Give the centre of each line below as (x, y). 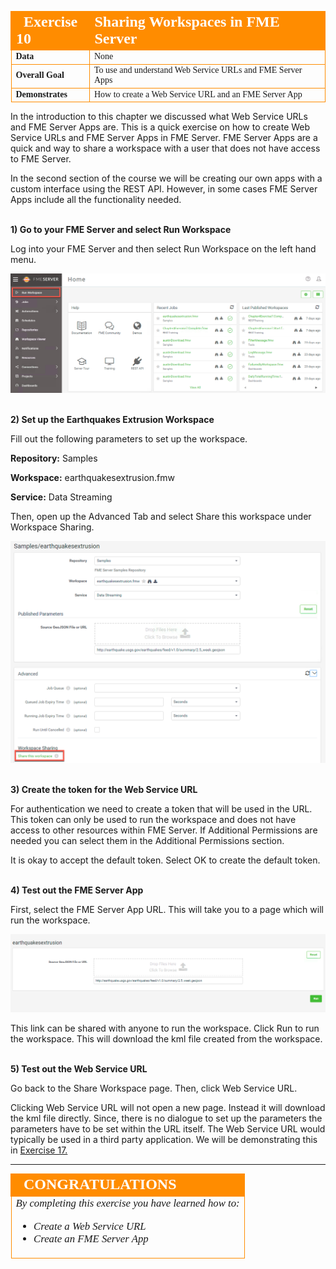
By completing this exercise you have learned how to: (127, 1203)
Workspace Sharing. (52, 527)
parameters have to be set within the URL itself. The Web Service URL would (168, 1129)
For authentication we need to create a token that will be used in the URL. (161, 808)
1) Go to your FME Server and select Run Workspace (121, 229)
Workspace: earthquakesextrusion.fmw (92, 478)
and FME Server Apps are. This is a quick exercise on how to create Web (160, 127)
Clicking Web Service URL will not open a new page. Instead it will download (168, 1108)
